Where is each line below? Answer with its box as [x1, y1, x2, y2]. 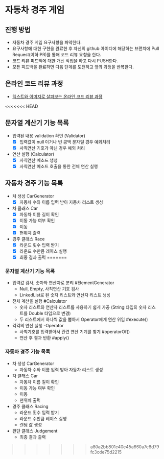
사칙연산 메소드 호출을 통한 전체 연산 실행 [19, 163, 98, 169]
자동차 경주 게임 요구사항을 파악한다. [12, 40, 82, 45]
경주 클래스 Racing [12, 403, 49, 409]
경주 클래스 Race [12, 236, 45, 242]
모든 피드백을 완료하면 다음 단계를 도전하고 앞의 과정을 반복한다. [12, 64, 134, 70]
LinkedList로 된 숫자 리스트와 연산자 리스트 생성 [19, 292, 111, 298]
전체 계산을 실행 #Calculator [12, 298, 67, 304]
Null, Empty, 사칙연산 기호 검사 [19, 286, 79, 292]
